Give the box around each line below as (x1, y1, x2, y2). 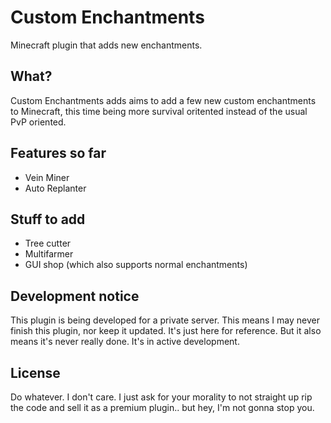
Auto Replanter (24, 182, 87, 194)
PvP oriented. (10, 116, 67, 128)
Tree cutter (24, 237, 72, 250)
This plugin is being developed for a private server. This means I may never (10, 314, 320, 326)
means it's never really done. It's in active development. (10, 336, 240, 348)
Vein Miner (24, 171, 70, 183)
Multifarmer (24, 248, 74, 260)
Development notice (10, 287, 140, 305)
